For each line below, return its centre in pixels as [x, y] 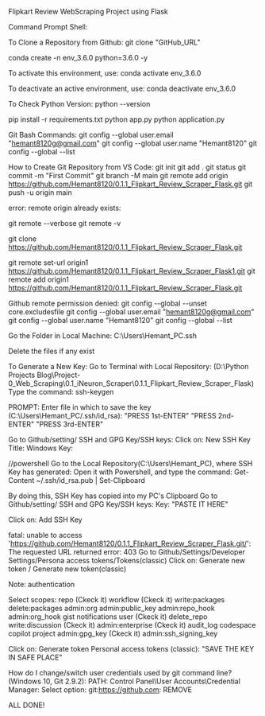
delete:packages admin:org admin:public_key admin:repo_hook [112, 608]
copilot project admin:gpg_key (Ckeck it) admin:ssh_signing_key [113, 633]
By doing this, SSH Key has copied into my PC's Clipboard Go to [113, 496]
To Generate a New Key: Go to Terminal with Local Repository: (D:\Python [129, 366]
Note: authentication [42, 584]
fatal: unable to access [45, 535]
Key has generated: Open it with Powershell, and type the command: [120, 472]
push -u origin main [40, 193]
